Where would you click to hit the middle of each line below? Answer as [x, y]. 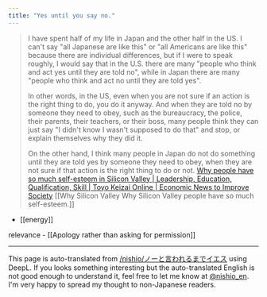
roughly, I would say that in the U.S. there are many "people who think [142, 64]
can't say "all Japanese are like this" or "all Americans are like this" [137, 46]
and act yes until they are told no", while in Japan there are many [133, 71]
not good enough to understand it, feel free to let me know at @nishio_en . [129, 276]
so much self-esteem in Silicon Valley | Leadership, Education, [130, 179]
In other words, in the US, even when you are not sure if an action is [139, 95]
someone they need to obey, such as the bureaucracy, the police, [135, 113]
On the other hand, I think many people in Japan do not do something [141, 153]
